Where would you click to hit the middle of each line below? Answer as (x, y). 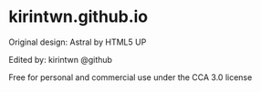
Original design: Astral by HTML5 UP (78, 42)
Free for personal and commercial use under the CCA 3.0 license (130, 77)
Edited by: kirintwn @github (61, 59)
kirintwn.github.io (78, 17)
